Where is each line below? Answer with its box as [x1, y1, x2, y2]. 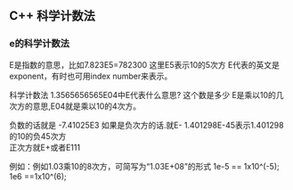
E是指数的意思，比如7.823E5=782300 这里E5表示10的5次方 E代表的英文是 [9, 59, 281, 70]
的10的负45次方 [9, 130, 67, 141]
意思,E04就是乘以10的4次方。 [32, 101, 141, 112]
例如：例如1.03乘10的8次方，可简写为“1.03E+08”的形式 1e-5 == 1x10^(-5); [9, 161, 280, 171]
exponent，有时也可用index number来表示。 [9, 70, 173, 81]
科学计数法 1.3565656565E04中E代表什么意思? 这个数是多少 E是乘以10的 [9, 89, 276, 100]
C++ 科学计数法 [9, 8, 96, 24]
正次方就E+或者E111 [9, 142, 81, 153]
